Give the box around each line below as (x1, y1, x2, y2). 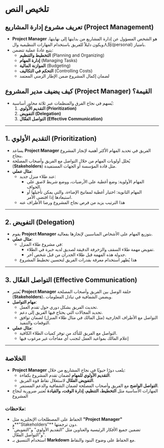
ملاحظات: (5, 405, 26, 412)
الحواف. (26, 184, 41, 190)
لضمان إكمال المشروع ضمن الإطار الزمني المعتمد (19, 73, 110, 79)
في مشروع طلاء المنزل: (19, 241, 63, 247)
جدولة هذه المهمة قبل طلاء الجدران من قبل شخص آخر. (26, 252, 126, 257)
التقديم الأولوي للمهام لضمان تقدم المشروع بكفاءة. (19, 372, 111, 378)
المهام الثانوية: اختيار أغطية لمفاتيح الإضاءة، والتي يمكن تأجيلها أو (26, 189, 142, 195)
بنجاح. (12, 152, 23, 158)
